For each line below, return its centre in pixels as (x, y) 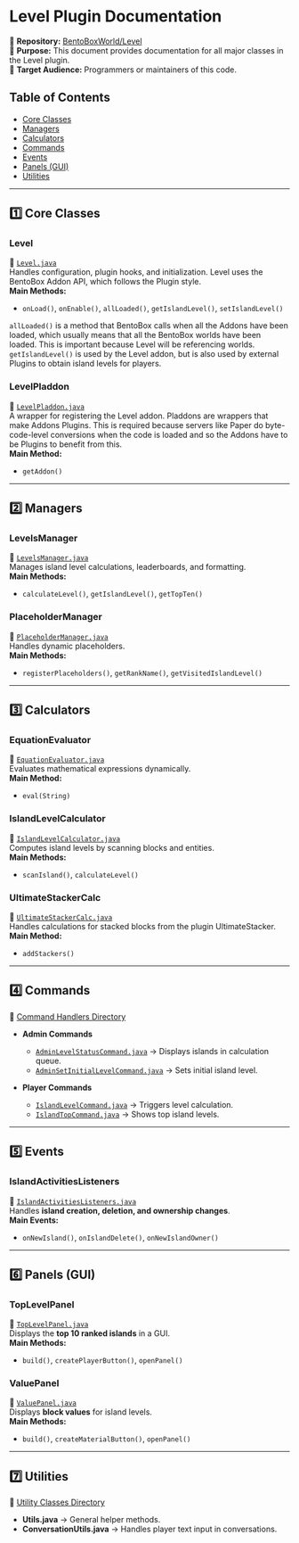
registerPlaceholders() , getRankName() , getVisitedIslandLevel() (142, 672)
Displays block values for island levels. (81, 1412)
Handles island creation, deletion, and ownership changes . (120, 1210)
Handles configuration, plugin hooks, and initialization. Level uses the (136, 272)
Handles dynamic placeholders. (67, 646)
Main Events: (34, 1220)
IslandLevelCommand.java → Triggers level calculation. (134, 1104)
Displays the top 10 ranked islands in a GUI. (90, 1333)
